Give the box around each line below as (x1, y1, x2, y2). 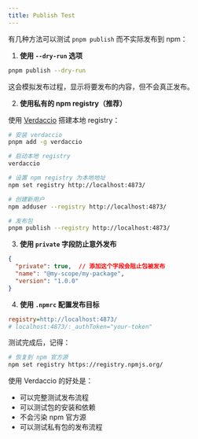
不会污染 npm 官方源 (19, 412, 86, 422)
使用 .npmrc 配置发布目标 (19, 300, 100, 309)
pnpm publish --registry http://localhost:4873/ (8, 224, 170, 232)
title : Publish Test (8, 11, 76, 20)
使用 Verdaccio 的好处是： (8, 376, 93, 386)
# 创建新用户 (8, 195, 45, 203)
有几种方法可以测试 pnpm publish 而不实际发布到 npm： (8, 34, 188, 43)
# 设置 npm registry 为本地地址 (8, 174, 106, 182)
